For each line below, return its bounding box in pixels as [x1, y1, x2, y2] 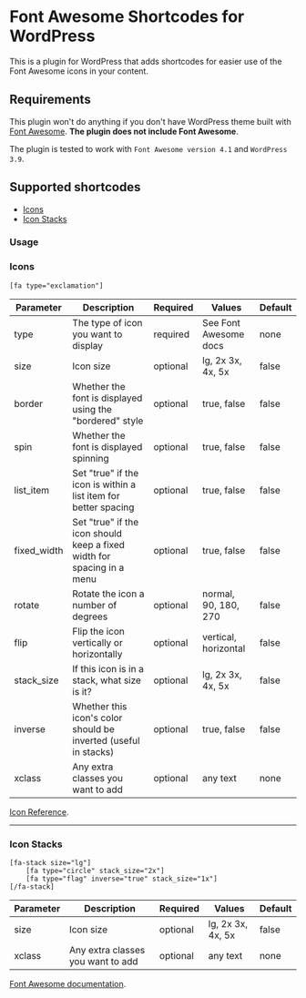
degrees [72, 610, 108, 623]
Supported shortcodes [9, 179, 141, 195]
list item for [72, 489, 120, 502]
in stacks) [72, 745, 115, 758]
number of [72, 598, 117, 611]
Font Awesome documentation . [9, 979, 127, 990]
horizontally [72, 647, 123, 660]
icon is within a [72, 478, 137, 491]
